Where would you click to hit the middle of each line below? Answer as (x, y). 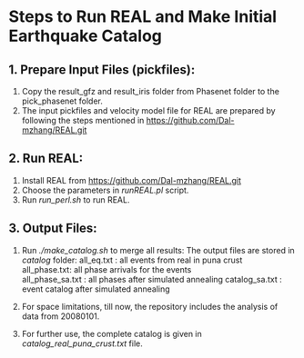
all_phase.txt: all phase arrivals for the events (106, 269)
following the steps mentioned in (83, 120)
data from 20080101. (61, 316)
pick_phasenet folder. (62, 101)
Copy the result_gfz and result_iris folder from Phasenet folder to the (150, 91)
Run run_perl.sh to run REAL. (76, 199)
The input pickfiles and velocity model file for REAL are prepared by (148, 110)
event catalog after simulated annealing (96, 289)
